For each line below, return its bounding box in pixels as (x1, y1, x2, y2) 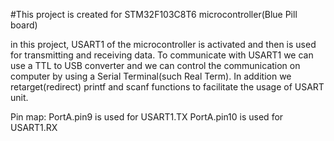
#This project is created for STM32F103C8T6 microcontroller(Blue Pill (10, 9, 298, 20)
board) (10, 19, 38, 31)
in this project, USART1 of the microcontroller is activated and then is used (10, 39, 317, 50)
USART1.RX (10, 122, 58, 133)
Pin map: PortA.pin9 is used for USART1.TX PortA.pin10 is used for (10, 111, 284, 123)
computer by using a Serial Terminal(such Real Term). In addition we (10, 70, 292, 82)
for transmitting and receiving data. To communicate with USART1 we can (10, 49, 314, 61)
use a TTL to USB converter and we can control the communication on (10, 60, 301, 71)
